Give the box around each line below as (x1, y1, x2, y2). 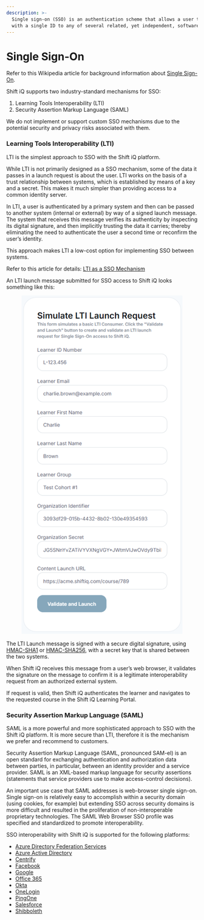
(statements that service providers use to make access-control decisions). (6, 775, 192, 782)
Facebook (15, 862, 41, 869)
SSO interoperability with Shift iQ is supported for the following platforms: (6, 831, 190, 838)
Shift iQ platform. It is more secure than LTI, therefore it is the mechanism (6, 731, 189, 738)
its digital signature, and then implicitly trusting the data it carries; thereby (6, 222, 191, 229)
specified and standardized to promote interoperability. (6, 819, 144, 826)
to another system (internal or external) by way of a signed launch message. (6, 209, 197, 216)
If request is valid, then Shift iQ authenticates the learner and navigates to (6, 689, 190, 696)
